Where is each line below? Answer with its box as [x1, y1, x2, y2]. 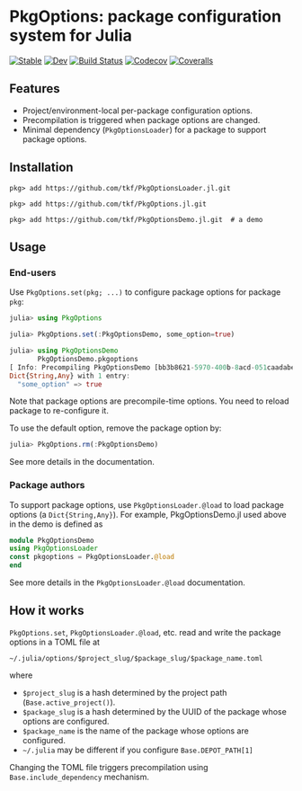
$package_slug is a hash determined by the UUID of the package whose [22, 706, 288, 716]
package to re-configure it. [9, 405, 110, 416]
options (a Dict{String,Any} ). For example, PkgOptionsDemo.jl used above [9, 509, 288, 520]
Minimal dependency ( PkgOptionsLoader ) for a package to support [22, 124, 267, 135]
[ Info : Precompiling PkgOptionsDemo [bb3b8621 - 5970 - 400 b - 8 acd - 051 [9, 362, 268, 372]
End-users [9, 266, 57, 279]
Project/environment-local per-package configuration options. [22, 105, 253, 116]
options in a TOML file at [9, 636, 101, 647]
